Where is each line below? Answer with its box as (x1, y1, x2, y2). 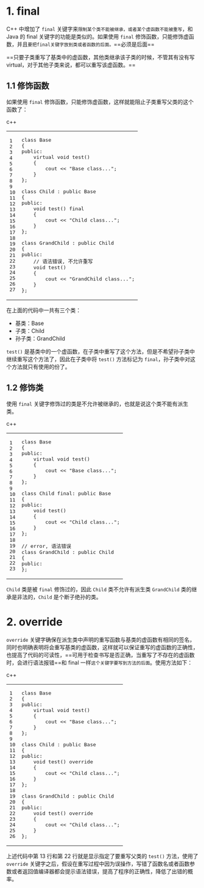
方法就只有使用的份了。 (11, 363, 71, 370)
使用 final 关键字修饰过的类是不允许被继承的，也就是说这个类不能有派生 (6, 400, 189, 407)
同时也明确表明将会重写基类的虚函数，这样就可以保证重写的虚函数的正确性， (6, 643, 199, 651)
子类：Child (15, 327, 44, 334)
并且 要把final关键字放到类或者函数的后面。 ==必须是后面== (16, 40, 155, 48)
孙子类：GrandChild (15, 335, 66, 342)
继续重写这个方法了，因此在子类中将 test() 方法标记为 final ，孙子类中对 (6, 355, 191, 363)
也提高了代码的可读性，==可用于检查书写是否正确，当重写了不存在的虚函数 (6, 651, 195, 658)
